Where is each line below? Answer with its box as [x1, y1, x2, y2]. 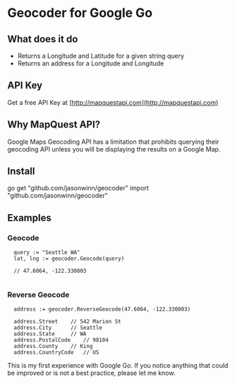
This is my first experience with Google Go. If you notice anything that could [7, 361, 229, 370]
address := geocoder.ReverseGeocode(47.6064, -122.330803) [13, 306, 191, 313]
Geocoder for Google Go [7, 5, 153, 21]
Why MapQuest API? [7, 118, 101, 131]
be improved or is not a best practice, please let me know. [7, 368, 176, 378]
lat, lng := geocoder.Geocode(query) [13, 255, 125, 262]
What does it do [7, 33, 78, 45]
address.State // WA [13, 330, 87, 337]
